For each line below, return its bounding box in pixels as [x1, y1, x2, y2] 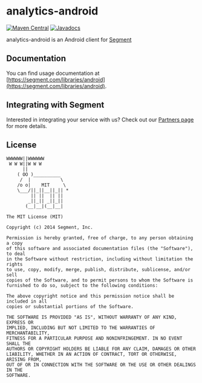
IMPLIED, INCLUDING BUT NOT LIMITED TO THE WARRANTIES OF [6, 325, 155, 331]
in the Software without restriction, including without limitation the [6, 256, 194, 262]
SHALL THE [6, 341, 31, 347]
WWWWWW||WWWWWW [6, 156, 45, 162]
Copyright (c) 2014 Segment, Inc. [6, 225, 94, 231]
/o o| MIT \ [17, 182, 67, 188]
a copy [6, 240, 23, 246]
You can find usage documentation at [6, 69, 100, 77]
